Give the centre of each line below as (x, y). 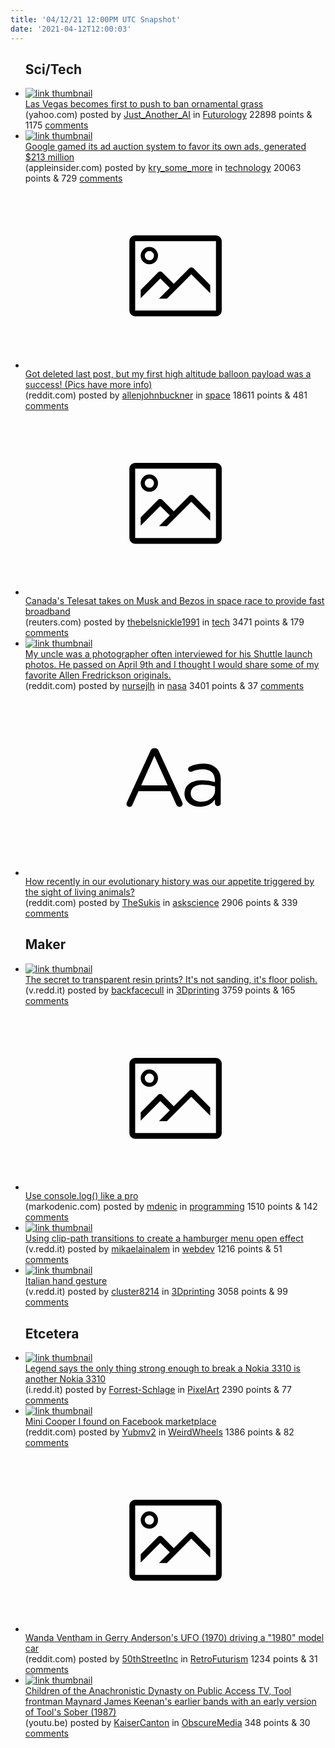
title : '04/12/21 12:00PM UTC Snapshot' (96, 19)
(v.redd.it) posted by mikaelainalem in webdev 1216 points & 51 (153, 1249)
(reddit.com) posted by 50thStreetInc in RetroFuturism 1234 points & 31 (171, 1659)
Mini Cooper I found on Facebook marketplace (120, 1421)
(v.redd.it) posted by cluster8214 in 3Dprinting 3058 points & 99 (156, 1292)
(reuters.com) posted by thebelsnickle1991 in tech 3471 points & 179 (164, 622)
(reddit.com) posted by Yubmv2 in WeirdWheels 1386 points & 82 (159, 1432)
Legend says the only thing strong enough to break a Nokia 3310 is (163, 1368)
